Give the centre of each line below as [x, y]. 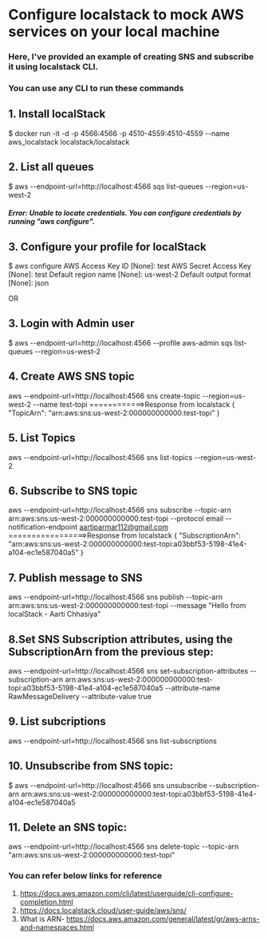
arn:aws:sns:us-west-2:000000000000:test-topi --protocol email [116, 518]
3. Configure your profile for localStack [107, 247]
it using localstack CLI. [53, 67]
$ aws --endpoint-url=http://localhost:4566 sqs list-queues [106, 186]
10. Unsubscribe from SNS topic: [91, 766]
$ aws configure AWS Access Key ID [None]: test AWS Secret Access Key [130, 266]
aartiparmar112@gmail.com [124, 527]
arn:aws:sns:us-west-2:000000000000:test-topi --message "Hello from [127, 606]
